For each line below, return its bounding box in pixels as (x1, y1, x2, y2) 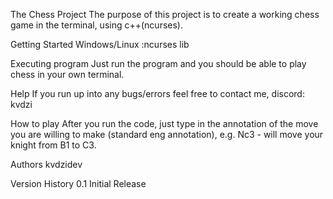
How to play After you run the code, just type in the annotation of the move (10, 118, 319, 129)
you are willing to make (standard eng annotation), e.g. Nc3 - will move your (10, 129, 324, 140)
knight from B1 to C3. (10, 139, 97, 151)
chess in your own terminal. (10, 69, 125, 80)
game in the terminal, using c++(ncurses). (10, 19, 183, 31)
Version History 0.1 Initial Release (10, 178, 147, 189)
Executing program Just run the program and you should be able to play (10, 58, 307, 69)
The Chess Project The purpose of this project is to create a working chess (10, 9, 320, 20)
